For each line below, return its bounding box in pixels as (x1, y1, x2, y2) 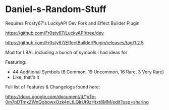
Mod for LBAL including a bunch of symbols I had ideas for (5, 49, 128, 55)
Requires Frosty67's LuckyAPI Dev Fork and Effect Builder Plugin (5, 20, 140, 26)
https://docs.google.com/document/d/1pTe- (5, 93, 97, 99)
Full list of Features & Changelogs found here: (5, 84, 100, 90)
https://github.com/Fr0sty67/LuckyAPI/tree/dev (5, 30, 104, 36)
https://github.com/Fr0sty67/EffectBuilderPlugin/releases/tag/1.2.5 (5, 39, 144, 46)
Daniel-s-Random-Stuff (5, 4, 107, 15)
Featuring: (5, 59, 27, 65)
